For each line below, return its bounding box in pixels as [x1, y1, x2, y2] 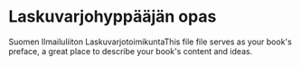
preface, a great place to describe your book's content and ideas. [8, 45, 253, 56]
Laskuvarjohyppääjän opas [8, 6, 217, 27]
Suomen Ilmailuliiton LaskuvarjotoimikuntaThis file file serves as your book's [8, 36, 293, 47]
